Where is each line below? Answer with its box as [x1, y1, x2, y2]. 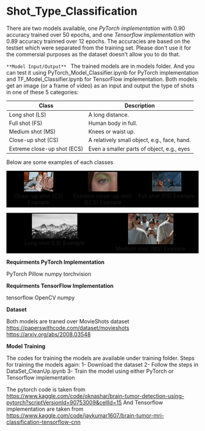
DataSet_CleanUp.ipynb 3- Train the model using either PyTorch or [6, 367, 174, 375]
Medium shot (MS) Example [115, 245, 186, 252]
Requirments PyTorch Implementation [6, 258, 105, 266]
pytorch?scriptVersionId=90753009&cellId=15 [6, 399, 122, 407]
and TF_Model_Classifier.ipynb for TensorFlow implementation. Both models [6, 75, 197, 83]
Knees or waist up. [88, 128, 135, 135]
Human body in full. [88, 119, 137, 127]
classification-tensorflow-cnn [6, 418, 81, 426]
